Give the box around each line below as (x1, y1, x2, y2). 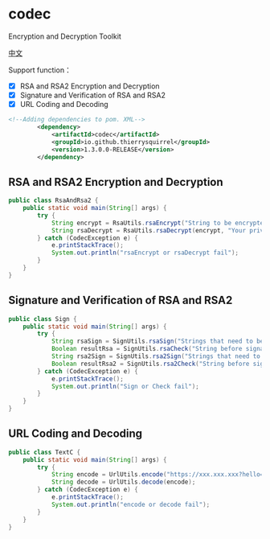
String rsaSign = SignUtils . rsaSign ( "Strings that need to (51, 337, 253, 346)
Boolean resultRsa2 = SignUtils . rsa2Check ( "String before (51, 360, 250, 368)
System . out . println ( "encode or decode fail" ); (51, 500, 211, 508)
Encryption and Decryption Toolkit (8, 31, 122, 41)
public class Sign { (8, 315, 78, 323)
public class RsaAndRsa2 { (8, 196, 99, 205)
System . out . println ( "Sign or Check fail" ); (51, 382, 199, 390)
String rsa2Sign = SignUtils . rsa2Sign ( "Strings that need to (51, 352, 261, 360)
